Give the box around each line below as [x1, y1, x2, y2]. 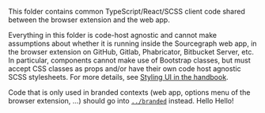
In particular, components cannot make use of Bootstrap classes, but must [8, 55, 251, 65]
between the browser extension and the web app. [8, 15, 170, 24]
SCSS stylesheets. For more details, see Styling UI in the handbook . [8, 73, 229, 81]
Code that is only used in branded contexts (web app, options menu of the [8, 88, 251, 97]
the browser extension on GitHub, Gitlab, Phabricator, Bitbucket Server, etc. [8, 47, 255, 56]
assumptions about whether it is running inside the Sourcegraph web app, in [8, 39, 257, 48]
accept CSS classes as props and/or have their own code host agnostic [8, 64, 241, 73]
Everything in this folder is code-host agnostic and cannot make [8, 31, 218, 40]
